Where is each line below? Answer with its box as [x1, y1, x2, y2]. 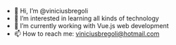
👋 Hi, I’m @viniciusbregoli [13, 7, 89, 15]
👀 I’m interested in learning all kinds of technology [13, 14, 160, 22]
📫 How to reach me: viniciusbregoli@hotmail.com [13, 30, 160, 38]
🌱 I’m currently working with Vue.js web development [13, 22, 169, 30]
